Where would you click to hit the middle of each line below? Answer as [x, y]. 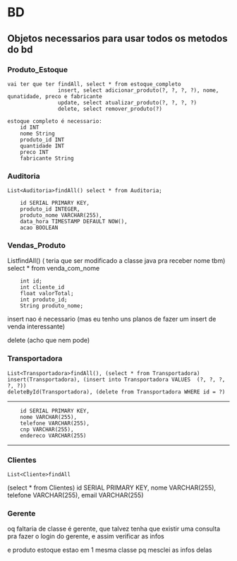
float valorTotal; [47, 294]
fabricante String [47, 158]
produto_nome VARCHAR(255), [61, 215]
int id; [31, 281]
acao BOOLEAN [39, 228]
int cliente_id [42, 288]
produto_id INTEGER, [50, 209]
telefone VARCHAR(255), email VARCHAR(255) [75, 495]
